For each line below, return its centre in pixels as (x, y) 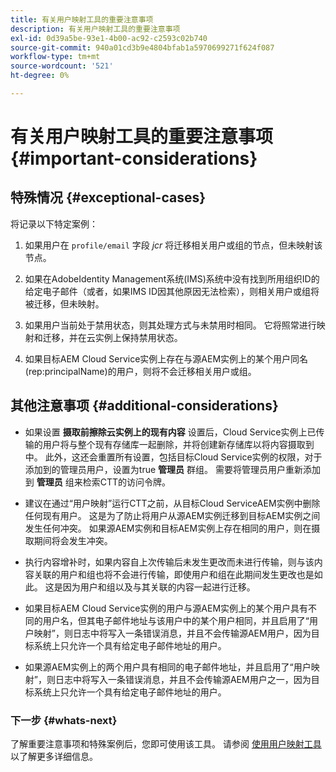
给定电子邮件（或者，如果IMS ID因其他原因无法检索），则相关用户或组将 (172, 291)
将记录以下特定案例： (54, 223)
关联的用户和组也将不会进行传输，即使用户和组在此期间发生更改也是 (174, 574)
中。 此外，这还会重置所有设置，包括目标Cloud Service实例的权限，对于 (173, 457)
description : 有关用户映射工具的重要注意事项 (95, 29)
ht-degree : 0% (40, 76)
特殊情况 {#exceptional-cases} (108, 197)
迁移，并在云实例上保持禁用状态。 (112, 337)
